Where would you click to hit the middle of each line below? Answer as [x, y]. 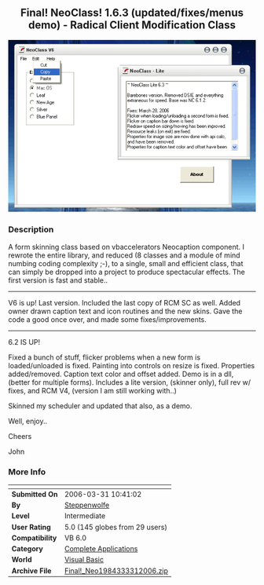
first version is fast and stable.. [58, 280]
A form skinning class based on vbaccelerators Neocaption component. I [126, 247]
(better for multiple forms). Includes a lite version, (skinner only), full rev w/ [130, 382]
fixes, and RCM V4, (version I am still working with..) [92, 390]
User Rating [31, 527]
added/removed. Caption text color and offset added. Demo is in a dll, [121, 374]
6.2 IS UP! [24, 342]
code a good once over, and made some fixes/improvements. [107, 319]
